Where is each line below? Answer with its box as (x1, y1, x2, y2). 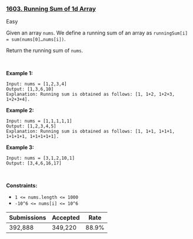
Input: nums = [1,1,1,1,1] (6, 118, 72, 124)
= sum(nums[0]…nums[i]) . (6, 36, 66, 43)
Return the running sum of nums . (6, 47, 84, 54)
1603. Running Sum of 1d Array (6, 5, 96, 13)
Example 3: (6, 144, 34, 151)
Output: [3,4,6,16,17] (6, 160, 62, 166)
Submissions (9, 214, 46, 222)
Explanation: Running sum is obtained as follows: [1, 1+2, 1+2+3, (6, 92, 175, 97)
